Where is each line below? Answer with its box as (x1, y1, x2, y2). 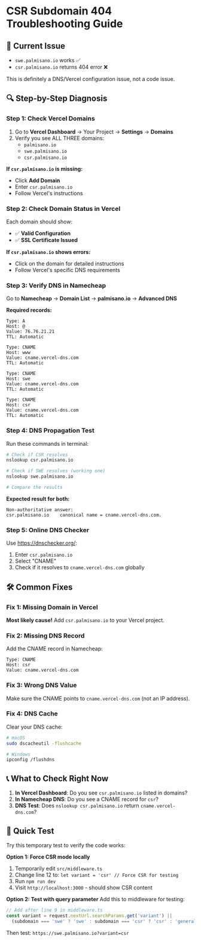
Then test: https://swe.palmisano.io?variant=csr (6, 929, 129, 936)
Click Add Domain (14, 177, 60, 184)
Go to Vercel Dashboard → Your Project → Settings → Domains (14, 128, 173, 135)
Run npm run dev (14, 877, 56, 884)
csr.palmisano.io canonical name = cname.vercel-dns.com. (6, 512, 162, 518)
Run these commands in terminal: (6, 440, 89, 447)
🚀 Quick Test (6, 826, 54, 836)
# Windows (6, 751, 31, 757)
